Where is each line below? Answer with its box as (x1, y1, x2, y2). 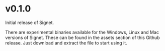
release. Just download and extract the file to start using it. (5, 39, 127, 45)
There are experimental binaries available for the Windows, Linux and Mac (5, 29, 159, 35)
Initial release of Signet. (5, 19, 54, 25)
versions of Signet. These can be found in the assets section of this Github (5, 34, 160, 40)
